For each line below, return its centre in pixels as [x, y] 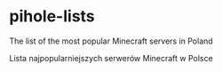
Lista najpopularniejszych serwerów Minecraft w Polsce [111, 58]
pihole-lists [52, 16]
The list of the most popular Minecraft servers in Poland [111, 41]
